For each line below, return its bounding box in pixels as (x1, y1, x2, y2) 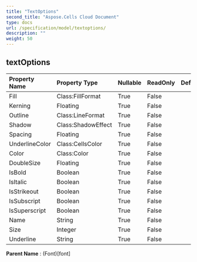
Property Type (56, 79, 98, 87)
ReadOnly (147, 79, 175, 87)
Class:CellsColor (56, 139, 103, 148)
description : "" (6, 30, 46, 36)
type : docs (6, 19, 33, 25)
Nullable (117, 79, 142, 87)
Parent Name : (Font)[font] (6, 250, 71, 257)
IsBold (9, 168, 26, 176)
